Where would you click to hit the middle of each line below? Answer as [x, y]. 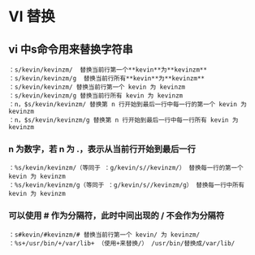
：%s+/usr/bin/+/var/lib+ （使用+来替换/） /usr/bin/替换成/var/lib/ [122, 243]
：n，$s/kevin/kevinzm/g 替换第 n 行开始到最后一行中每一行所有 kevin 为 [123, 120]
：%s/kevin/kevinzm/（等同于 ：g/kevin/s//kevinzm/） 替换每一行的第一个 [126, 168]
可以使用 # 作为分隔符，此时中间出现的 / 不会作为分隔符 [117, 216]
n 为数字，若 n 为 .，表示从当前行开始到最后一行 [102, 149]
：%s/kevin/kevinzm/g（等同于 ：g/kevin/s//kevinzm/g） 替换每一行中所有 [127, 185]
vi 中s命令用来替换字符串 [71, 49]
